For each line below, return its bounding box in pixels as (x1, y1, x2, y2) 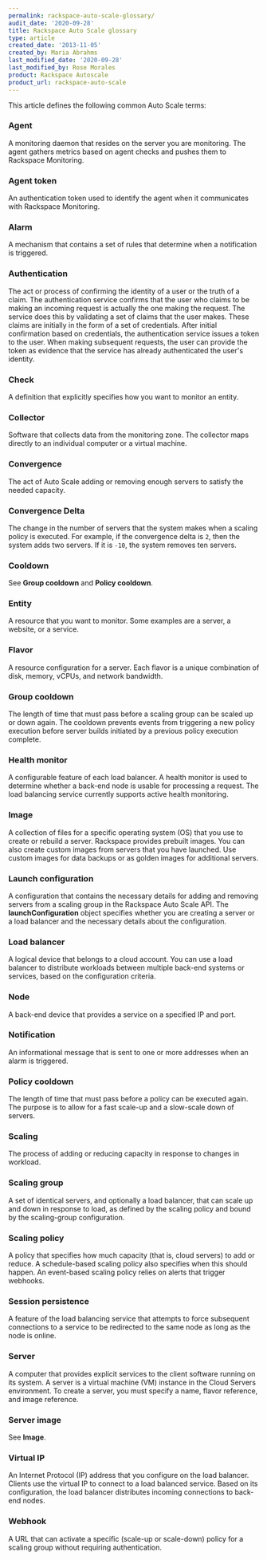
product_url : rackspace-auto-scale (8, 78, 127, 86)
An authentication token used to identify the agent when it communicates (8, 193, 249, 203)
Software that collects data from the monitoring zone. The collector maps (8, 430, 249, 439)
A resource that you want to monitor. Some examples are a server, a (8, 616, 231, 626)
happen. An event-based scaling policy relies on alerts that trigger (8, 1267, 226, 1277)
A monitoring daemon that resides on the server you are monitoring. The (8, 138, 246, 148)
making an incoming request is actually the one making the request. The (8, 303, 245, 313)
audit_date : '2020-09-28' (8, 19, 94, 27)
